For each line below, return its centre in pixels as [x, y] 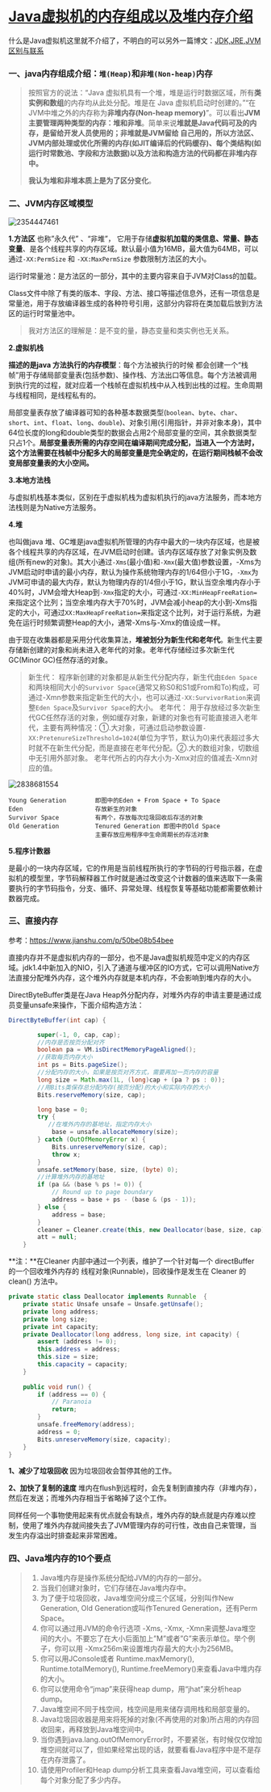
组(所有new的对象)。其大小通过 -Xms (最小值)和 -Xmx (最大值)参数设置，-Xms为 [135, 562]
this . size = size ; [68, 1357]
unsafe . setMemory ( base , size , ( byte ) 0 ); [108, 1170]
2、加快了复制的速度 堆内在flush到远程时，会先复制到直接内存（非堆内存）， [135, 1488]
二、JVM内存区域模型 [51, 204]
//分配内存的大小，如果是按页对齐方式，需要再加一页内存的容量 [128, 1073]
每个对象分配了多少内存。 [83, 1780]
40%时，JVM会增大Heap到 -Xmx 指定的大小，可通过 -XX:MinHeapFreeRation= [133, 592]
